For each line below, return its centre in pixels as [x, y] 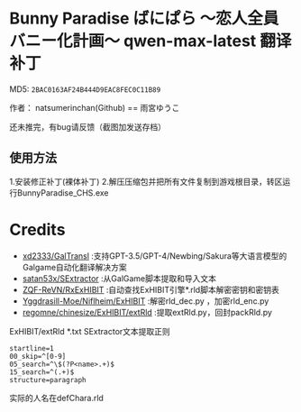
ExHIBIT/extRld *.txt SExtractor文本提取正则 [90, 331]
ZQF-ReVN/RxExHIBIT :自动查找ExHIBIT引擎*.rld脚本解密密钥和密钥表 [150, 289]
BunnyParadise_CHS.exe [63, 192]
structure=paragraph [48, 380]
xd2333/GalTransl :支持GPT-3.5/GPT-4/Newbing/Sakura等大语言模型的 [155, 256]
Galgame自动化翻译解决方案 [75, 267]
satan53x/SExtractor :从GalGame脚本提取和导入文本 [119, 278]
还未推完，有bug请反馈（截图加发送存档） [88, 126]
